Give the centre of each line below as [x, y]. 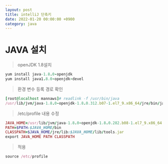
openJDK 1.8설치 [34, 65]
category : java [21, 24]
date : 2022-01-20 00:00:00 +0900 [40, 19]
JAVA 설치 [26, 50]
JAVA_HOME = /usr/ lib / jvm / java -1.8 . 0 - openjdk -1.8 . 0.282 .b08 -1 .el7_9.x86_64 [84, 123]
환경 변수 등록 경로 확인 [40, 89]
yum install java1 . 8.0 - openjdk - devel [44, 79]
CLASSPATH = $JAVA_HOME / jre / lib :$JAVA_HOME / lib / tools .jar [64, 132]
